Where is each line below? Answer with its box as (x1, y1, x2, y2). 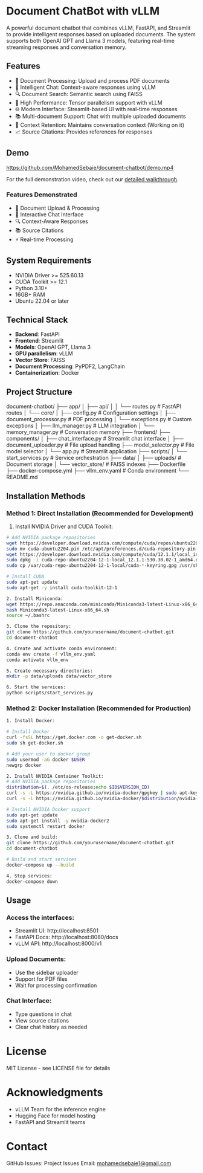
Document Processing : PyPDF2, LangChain (14, 363, 125, 370)
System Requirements (6, 256, 92, 266)
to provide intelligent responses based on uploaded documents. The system (6, 30, 196, 37)
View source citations (14, 1016, 69, 1024)
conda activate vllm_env (6, 657, 69, 663)
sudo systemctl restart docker (6, 823, 85, 829)
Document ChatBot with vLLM (6, 4, 160, 18)
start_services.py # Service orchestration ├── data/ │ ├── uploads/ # (6, 454, 182, 462)
